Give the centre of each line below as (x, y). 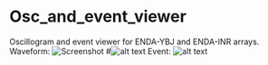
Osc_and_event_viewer (98, 17)
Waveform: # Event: (91, 51)
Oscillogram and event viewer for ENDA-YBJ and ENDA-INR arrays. (134, 42)
